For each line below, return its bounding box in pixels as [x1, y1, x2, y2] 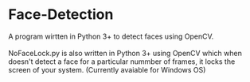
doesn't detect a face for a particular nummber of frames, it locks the [8, 57, 236, 66]
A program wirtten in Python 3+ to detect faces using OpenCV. [8, 32, 214, 41]
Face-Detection [8, 6, 114, 24]
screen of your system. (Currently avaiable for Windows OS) [8, 65, 206, 74]
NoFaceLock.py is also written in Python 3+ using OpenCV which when [8, 48, 243, 58]
